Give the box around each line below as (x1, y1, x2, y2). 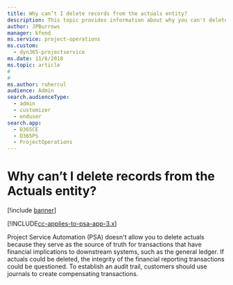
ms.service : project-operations (7, 36, 101, 43)
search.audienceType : (7, 94, 70, 101)
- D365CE (13, 126, 39, 133)
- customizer (13, 107, 51, 113)
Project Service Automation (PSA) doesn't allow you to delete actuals (7, 233, 205, 241)
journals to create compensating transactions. (7, 270, 139, 278)
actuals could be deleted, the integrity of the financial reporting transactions (7, 255, 225, 264)
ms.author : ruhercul (7, 81, 67, 88)
